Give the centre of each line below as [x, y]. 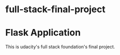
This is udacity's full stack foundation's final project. [60, 47]
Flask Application [43, 33]
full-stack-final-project [55, 9]
